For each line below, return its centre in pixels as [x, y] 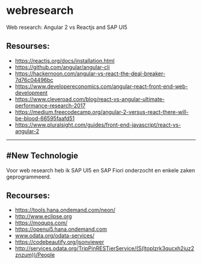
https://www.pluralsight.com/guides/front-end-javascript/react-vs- [98, 125]
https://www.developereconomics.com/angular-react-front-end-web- [101, 86]
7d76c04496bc [34, 80]
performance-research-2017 [50, 105]
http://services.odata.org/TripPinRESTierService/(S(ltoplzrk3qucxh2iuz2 [104, 248]
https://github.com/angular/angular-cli [62, 67]
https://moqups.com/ [41, 223]
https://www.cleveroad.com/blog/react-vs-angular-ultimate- [90, 99]
